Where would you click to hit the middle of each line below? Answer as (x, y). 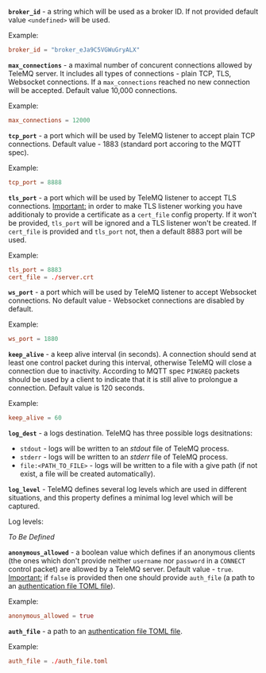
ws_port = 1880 (33, 339)
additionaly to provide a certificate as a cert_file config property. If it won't (132, 215)
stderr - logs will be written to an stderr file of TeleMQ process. (124, 457)
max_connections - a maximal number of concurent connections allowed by (130, 65)
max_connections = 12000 (49, 120)
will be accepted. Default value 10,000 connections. (93, 90)
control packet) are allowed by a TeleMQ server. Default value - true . (121, 569)
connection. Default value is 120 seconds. (77, 388)
